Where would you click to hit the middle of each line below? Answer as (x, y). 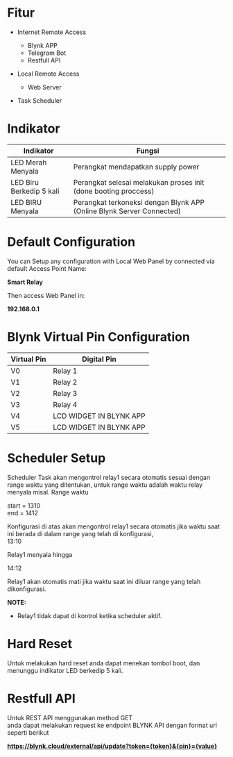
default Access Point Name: (47, 268)
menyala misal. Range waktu (48, 492)
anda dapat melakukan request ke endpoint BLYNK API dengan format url (112, 725)
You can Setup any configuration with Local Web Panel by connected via (111, 261)
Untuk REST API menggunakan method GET (70, 717)
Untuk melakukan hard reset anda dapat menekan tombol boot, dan (104, 663)
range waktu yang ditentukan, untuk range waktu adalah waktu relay (105, 485)
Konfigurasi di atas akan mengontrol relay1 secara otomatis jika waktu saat (114, 526)
